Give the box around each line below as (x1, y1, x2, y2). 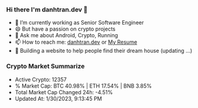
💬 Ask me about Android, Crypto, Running (14, 32, 118, 39)
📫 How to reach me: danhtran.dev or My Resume (14, 38, 138, 46)
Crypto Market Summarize (6, 62, 85, 71)
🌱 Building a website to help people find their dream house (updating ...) (14, 47, 193, 55)
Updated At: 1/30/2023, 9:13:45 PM (14, 95, 102, 102)
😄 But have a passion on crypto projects (14, 25, 115, 32)
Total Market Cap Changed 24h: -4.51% (14, 88, 113, 95)
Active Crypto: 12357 (14, 76, 67, 83)
